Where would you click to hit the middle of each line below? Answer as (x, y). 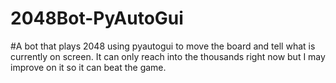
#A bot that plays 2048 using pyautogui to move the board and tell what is (163, 46)
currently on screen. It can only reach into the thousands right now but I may (168, 56)
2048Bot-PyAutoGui (97, 18)
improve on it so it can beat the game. (88, 67)
